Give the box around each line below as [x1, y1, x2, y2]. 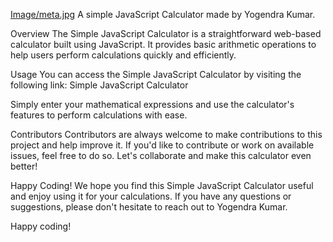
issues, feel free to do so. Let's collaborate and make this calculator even [10, 150, 312, 161]
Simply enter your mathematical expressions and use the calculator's [10, 99, 295, 110]
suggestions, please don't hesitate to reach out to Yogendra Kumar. [10, 201, 288, 213]
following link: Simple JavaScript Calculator [10, 79, 189, 91]
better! [10, 160, 38, 172]
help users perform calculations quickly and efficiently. [10, 49, 237, 61]
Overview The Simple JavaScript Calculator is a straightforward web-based [10, 28, 322, 39]
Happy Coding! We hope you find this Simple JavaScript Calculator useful [10, 180, 314, 191]
